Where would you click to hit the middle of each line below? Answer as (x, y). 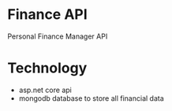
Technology (47, 68)
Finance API (47, 15)
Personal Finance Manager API (58, 36)
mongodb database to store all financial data (92, 98)
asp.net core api (45, 90)
